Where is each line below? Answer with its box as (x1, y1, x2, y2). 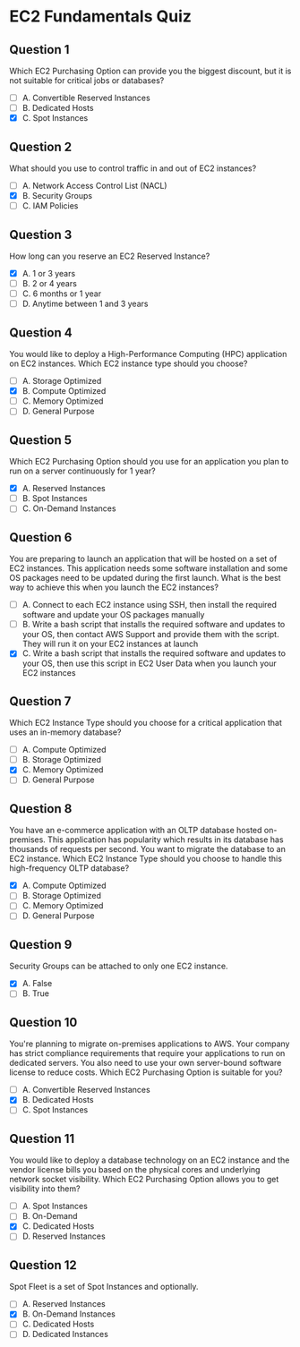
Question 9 (9, 937, 73, 952)
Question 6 (9, 530, 73, 545)
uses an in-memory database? (9, 727, 122, 737)
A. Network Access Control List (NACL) (21, 181, 167, 191)
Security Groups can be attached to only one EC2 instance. (9, 960, 228, 972)
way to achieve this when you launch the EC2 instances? (9, 582, 219, 593)
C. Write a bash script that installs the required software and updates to (21, 648, 287, 659)
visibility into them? (9, 1183, 81, 1194)
